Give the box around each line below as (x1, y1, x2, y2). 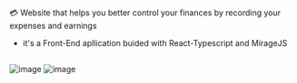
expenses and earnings (9, 21, 97, 31)
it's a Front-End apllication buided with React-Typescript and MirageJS (22, 38, 288, 48)
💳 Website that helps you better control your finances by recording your (9, 7, 282, 18)
